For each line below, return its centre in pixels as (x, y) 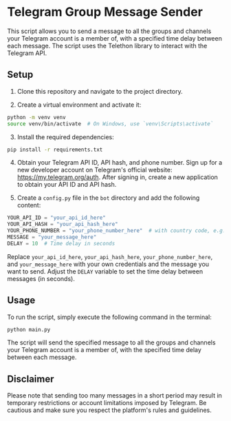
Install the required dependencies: (66, 137)
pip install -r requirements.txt (55, 150)
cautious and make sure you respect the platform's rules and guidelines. (109, 410)
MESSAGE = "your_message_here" (52, 237)
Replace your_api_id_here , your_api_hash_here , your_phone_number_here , (110, 256)
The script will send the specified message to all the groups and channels (111, 342)
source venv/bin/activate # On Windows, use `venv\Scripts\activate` (110, 124)
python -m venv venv (37, 117)
